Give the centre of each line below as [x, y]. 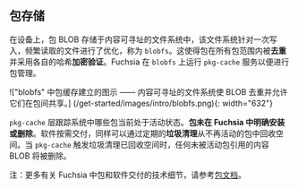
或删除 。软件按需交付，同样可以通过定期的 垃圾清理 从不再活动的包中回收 [142, 133]
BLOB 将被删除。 [40, 156]
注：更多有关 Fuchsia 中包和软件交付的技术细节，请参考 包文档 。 [128, 175]
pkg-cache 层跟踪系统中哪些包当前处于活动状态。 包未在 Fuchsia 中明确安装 [147, 122]
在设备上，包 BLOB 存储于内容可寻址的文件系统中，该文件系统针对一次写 [143, 39]
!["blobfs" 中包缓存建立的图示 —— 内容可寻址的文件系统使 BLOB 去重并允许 [149, 91]
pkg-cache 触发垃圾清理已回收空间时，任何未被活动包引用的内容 [152, 144]
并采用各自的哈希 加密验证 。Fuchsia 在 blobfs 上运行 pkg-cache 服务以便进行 [149, 62]
